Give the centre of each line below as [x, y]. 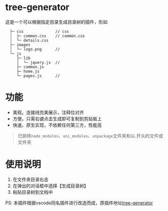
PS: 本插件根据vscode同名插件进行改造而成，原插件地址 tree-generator [79, 203]
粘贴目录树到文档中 [33, 192]
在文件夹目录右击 [30, 179]
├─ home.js [28, 71]
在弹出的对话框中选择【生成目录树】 [51, 186]
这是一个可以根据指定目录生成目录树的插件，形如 [56, 22]
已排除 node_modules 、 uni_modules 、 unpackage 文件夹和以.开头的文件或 [90, 136]
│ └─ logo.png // [35, 49]
